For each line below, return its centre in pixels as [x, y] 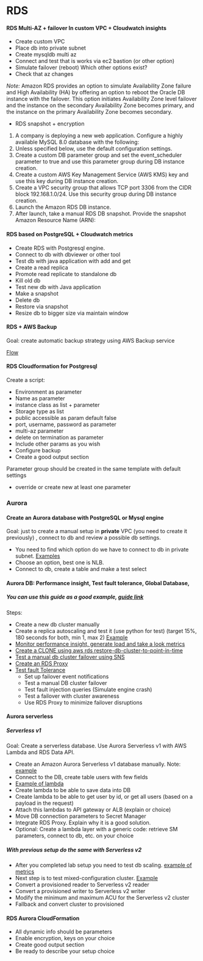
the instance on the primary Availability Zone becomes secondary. [89, 112]
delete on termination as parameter [59, 437]
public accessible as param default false [66, 418]
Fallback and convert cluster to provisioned [69, 904]
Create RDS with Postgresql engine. [60, 248]
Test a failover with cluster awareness [72, 696]
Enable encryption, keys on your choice [65, 938]
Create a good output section [52, 457]
